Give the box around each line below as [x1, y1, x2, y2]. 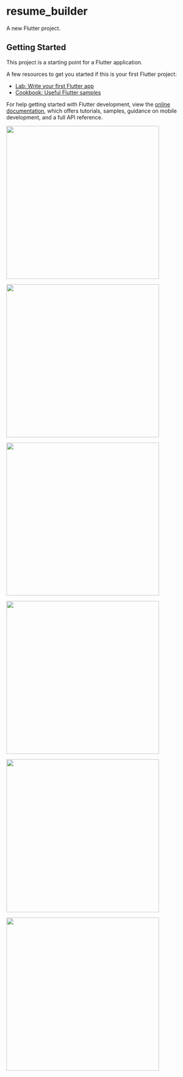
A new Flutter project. [6, 24, 61, 32]
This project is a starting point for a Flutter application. [6, 58, 143, 65]
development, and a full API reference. [6, 113, 103, 121]
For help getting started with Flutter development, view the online [6, 100, 171, 108]
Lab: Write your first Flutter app [15, 82, 95, 89]
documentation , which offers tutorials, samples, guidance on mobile [6, 107, 177, 114]
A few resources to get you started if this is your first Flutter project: [6, 70, 177, 78]
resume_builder [6, 4, 88, 18]
